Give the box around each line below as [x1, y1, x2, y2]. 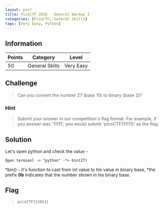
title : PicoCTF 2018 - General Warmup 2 [5, 12, 90, 17]
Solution [5, 135, 32, 144]
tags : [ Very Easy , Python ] [5, 21, 61, 26]
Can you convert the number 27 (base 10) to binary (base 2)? [17, 92, 142, 98]
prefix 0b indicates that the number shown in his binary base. [5, 171, 131, 178]
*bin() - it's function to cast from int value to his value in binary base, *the [5, 167, 156, 172]
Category [32, 54, 55, 61]
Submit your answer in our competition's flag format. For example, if [17, 116, 157, 122]
